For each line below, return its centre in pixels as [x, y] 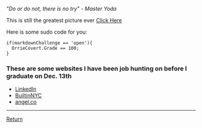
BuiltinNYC [28, 96]
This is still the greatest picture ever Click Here [64, 20]
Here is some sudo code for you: [47, 32]
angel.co [26, 102]
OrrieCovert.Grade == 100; [45, 48]
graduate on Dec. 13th [39, 76]
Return [14, 119]
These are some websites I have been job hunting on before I [97, 69]
